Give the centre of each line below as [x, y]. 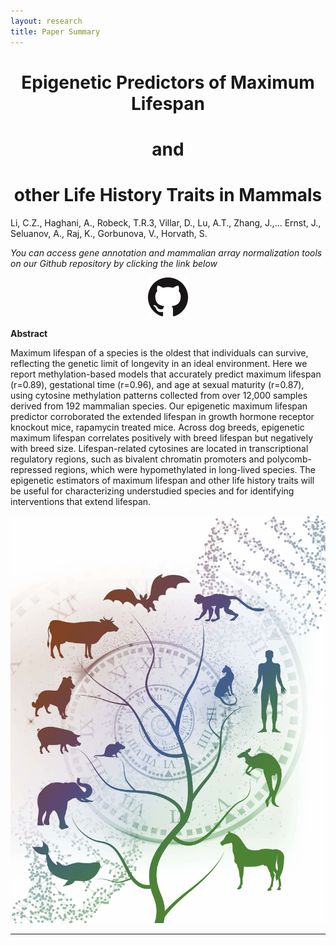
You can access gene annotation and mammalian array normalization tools [166, 252]
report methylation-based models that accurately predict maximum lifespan [166, 374]
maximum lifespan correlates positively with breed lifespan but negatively [162, 437]
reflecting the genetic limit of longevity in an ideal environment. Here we [159, 363]
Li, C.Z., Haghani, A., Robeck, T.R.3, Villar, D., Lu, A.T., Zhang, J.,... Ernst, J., [166, 222]
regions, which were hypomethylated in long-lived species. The [185, 469]
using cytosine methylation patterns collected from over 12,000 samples [159, 395]
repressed [31, 469]
